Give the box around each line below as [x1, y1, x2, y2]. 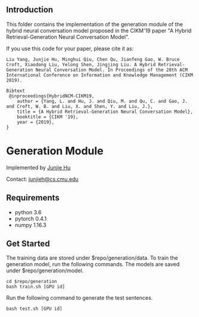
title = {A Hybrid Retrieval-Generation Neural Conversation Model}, [17, 109, 194, 115]
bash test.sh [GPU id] [6, 306, 63, 312]
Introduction [6, 5, 54, 15]
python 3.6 [14, 208, 42, 216]
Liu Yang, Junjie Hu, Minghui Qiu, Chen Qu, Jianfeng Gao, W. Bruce [6, 56, 180, 62]
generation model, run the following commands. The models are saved [6, 261, 180, 268]
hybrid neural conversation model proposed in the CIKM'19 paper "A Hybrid [6, 27, 192, 34]
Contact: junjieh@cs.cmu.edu [6, 176, 79, 183]
